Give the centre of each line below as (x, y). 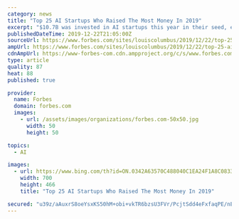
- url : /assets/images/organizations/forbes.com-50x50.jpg (110, 119)
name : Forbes (33, 100)
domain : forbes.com (43, 106)
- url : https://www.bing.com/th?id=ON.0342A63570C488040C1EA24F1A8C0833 (124, 171)
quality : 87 (25, 67)
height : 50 (42, 132)
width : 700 (36, 178)
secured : (20, 204)
